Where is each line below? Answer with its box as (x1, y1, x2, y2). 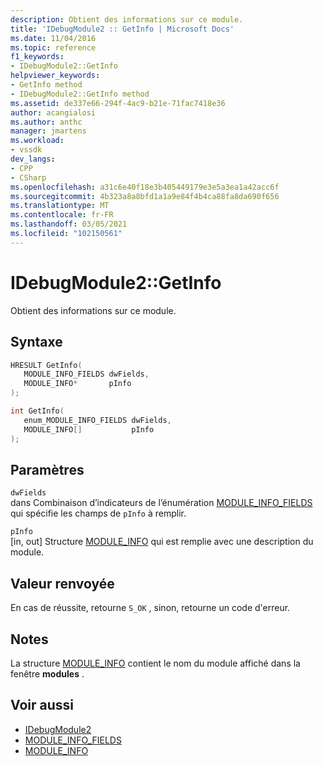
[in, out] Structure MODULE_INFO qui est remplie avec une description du (10, 536, 314, 548)
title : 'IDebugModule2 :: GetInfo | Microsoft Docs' (10, 24, 235, 34)
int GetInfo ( (10, 406, 65, 416)
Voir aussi (10, 697, 74, 714)
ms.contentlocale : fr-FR (10, 210, 114, 220)
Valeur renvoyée (10, 575, 115, 592)
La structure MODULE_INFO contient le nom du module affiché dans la (10, 657, 301, 669)
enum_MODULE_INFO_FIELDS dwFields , (23, 415, 172, 425)
